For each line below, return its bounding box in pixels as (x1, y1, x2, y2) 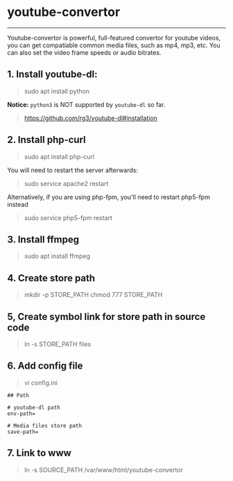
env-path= (7, 410, 36, 417)
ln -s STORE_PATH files (24, 340, 92, 348)
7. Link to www (7, 447, 71, 459)
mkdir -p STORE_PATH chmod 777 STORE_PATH (24, 291, 163, 299)
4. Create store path (7, 272, 96, 284)
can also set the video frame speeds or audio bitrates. (7, 48, 162, 56)
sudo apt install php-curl (24, 152, 95, 160)
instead (7, 200, 29, 208)
